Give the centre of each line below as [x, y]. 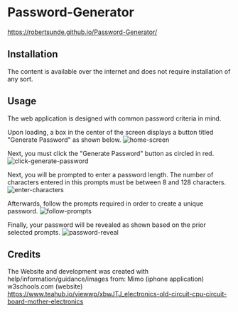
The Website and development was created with [78, 272]
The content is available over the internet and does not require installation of [119, 71]
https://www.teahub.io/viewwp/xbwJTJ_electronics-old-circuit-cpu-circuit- [117, 294]
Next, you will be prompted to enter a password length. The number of [110, 174]
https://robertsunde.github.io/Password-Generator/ [82, 32]
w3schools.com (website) [45, 286]
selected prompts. [34, 232]
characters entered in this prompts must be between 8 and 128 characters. [117, 182]
